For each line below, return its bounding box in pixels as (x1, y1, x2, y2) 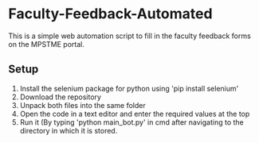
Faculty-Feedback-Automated (8, 5, 213, 23)
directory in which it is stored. (19, 126, 118, 135)
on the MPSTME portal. (8, 39, 85, 48)
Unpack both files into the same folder (19, 100, 146, 110)
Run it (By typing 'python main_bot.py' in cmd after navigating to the (19, 117, 245, 127)
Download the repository (19, 92, 102, 102)
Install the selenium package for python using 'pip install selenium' (19, 83, 239, 93)
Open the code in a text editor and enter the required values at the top (19, 109, 250, 118)
